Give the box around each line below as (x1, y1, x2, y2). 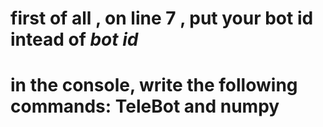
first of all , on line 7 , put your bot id (10, 7, 314, 30)
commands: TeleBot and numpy (10, 95, 280, 118)
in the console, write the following (10, 74, 298, 97)
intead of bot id (10, 28, 139, 51)
